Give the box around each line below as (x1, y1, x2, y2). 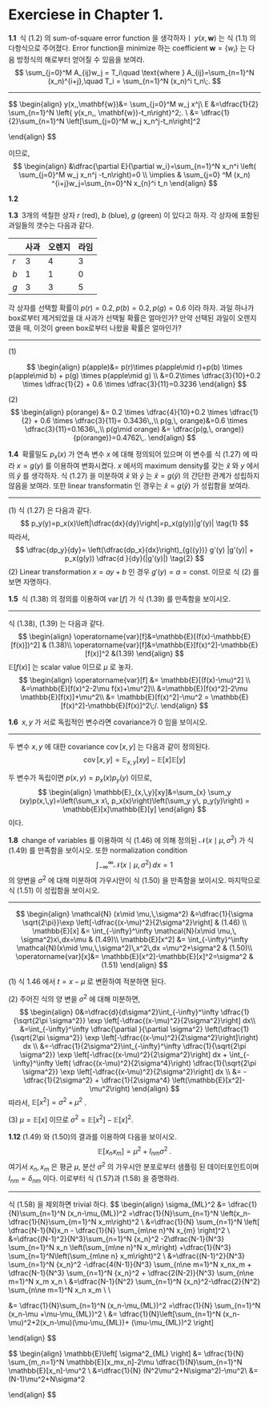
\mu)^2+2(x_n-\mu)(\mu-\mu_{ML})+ (8, 1317, 130, 1327)
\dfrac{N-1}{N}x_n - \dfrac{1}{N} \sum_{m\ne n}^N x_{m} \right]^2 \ (8, 1225, 231, 1235)
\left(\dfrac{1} (204, 1024, 250, 1034)
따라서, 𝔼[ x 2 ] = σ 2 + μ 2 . (8, 1096, 86, 1107)
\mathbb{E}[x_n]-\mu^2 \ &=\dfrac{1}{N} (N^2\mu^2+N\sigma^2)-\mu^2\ (8, 1365, 247, 1375)
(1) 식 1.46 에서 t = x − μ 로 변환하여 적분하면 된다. (8, 976, 167, 986)
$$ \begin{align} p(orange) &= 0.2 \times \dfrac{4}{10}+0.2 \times (10, 407, 228, 417)
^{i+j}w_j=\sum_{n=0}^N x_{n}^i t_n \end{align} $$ (51, 178, 218, 187)
